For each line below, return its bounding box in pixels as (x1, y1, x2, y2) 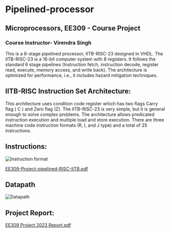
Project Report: (5, 209, 54, 217)
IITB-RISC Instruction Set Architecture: (5, 87, 131, 96)
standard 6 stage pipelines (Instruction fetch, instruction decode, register (5, 61, 159, 67)
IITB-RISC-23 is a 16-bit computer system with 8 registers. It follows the (5, 56, 156, 62)
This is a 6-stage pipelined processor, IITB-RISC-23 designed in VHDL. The (5, 50, 163, 56)
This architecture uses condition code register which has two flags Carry (5, 100, 158, 106)
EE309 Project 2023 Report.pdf (5, 222, 71, 228)
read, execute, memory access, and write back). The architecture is (5, 67, 148, 73)
